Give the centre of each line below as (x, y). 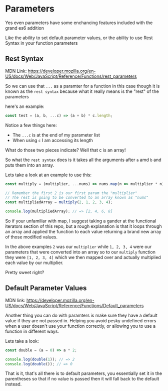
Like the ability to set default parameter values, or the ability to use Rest (79, 38)
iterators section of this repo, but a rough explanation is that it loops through (83, 226)
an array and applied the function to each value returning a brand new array (83, 232)
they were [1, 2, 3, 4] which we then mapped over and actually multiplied (83, 257)
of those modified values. (31, 237)
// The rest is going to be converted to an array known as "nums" (77, 198)
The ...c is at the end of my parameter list (56, 135)
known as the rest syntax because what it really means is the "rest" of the (82, 91)
